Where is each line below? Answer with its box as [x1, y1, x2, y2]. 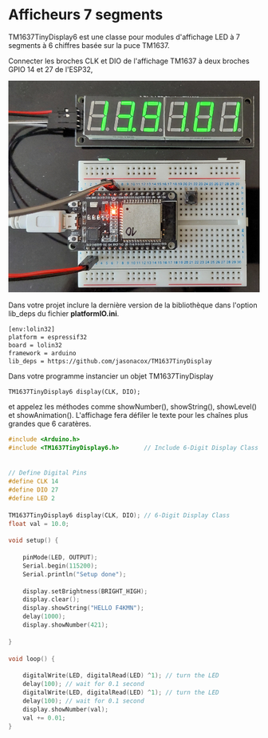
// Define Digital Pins [8, 469, 88, 477]
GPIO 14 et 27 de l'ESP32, [8, 64, 93, 74]
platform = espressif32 [8, 333, 88, 341]
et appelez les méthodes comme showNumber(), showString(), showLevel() [8, 402, 258, 411]
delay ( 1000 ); [22, 612, 66, 621]
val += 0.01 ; [22, 714, 66, 722]
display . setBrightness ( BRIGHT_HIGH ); [22, 587, 148, 596]
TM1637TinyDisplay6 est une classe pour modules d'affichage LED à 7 [8, 32, 241, 42]
